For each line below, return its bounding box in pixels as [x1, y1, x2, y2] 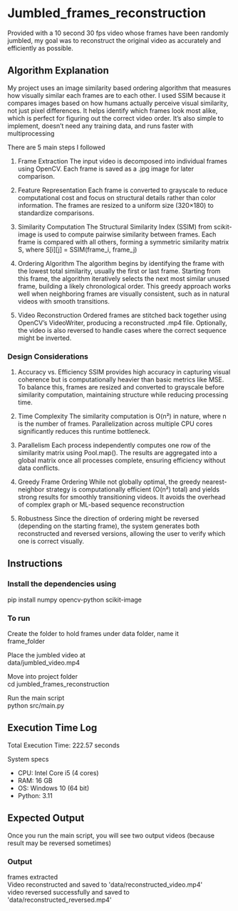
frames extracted [7, 872, 58, 881]
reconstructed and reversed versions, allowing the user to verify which [17, 529, 226, 538]
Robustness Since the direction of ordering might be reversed [17, 514, 200, 523]
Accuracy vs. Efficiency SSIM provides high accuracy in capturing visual [17, 368, 231, 377]
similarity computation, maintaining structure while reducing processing [17, 391, 229, 399]
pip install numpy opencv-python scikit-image [7, 595, 143, 604]
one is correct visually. [17, 537, 84, 546]
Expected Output [7, 812, 85, 825]
